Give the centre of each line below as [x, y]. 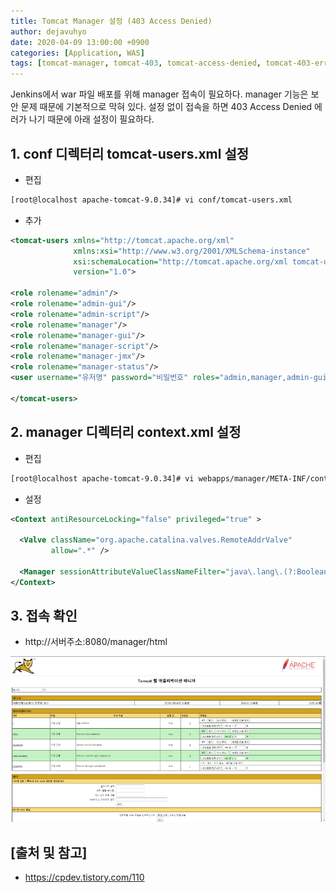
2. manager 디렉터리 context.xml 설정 [126, 432]
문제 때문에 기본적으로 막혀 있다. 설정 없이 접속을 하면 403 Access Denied [166, 107]
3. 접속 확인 [44, 616]
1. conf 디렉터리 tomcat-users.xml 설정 [130, 153]
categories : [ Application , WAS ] [77, 53]
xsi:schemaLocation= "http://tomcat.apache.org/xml [180, 261]
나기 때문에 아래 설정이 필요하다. [91, 119]
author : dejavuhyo [48, 31]
